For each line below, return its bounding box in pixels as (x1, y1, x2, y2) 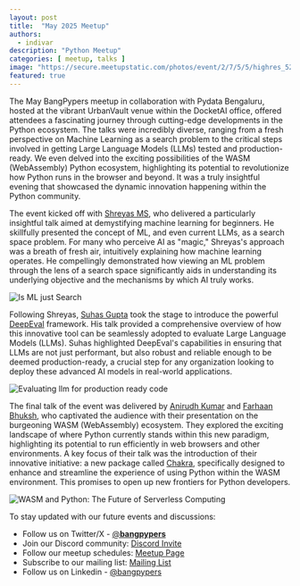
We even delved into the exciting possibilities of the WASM (34, 153, 251, 163)
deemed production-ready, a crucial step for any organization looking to (9, 356, 274, 367)
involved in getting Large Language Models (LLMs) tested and (9, 143, 238, 154)
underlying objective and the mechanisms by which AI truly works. (9, 274, 254, 285)
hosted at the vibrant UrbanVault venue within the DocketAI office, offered (9, 105, 282, 116)
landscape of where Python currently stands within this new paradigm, (9, 429, 270, 439)
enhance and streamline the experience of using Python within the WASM (9, 466, 281, 478)
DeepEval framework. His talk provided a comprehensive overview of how (9, 318, 282, 329)
